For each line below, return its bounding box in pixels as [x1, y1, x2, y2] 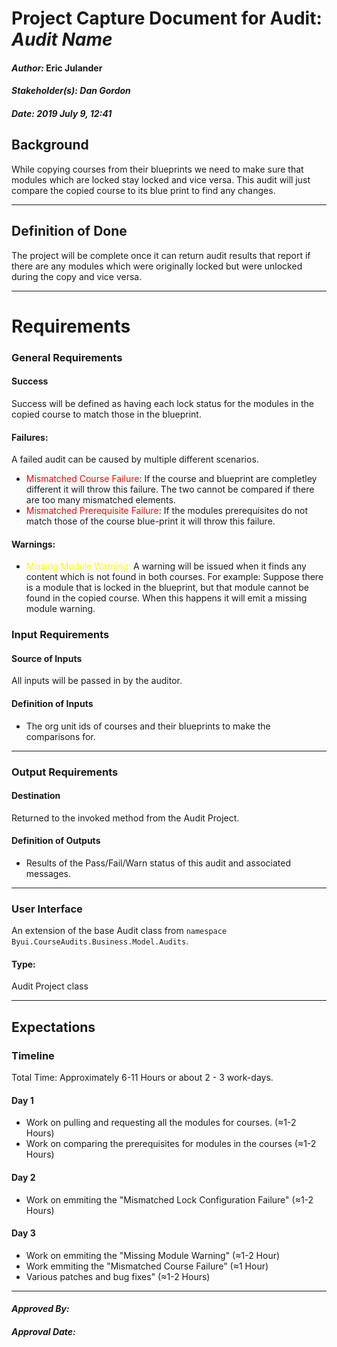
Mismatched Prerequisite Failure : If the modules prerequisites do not [25, 505, 308, 517]
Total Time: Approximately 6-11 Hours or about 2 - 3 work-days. [11, 1072, 274, 1084]
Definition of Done [11, 223, 128, 240]
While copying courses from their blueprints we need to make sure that [11, 163, 304, 175]
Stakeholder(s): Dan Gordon [11, 85, 131, 97]
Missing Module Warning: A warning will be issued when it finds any [25, 560, 307, 572]
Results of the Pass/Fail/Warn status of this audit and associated [25, 857, 292, 869]
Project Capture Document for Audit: [11, 7, 323, 30]
